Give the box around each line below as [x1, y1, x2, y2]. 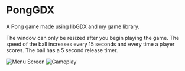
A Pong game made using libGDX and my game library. [6, 23, 140, 30]
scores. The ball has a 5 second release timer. [6, 46, 118, 53]
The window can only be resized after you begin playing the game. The [6, 34, 180, 41]
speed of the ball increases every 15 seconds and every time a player [6, 40, 175, 48]
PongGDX [6, 4, 55, 17]
